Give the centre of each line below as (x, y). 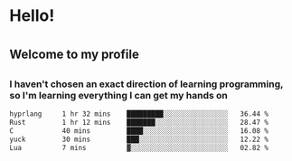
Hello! (32, 16)
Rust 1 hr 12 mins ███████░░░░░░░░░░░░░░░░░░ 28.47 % (139, 123)
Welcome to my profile (75, 55)
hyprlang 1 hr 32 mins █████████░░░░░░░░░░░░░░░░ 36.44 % (139, 114)
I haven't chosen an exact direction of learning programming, (146, 84)
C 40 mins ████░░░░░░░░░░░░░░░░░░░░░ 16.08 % (139, 131)
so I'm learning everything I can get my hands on (119, 95)
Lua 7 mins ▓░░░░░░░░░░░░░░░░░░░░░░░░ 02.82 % (139, 147)
